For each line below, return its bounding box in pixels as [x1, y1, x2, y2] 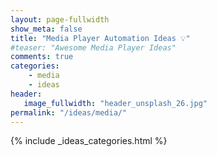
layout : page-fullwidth [10, 14, 110, 25]
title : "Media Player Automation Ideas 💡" [10, 33, 191, 43]
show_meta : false [10, 24, 83, 34]
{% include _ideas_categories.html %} [10, 135, 168, 147]
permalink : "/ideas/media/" [10, 107, 128, 118]
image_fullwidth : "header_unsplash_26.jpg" [23, 98, 208, 108]
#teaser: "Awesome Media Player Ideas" [10, 42, 177, 53]
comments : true [10, 52, 74, 62]
